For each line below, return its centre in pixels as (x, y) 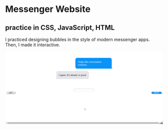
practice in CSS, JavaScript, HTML (60, 28)
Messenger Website (48, 9)
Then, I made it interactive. (33, 45)
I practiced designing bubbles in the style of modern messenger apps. (77, 39)
